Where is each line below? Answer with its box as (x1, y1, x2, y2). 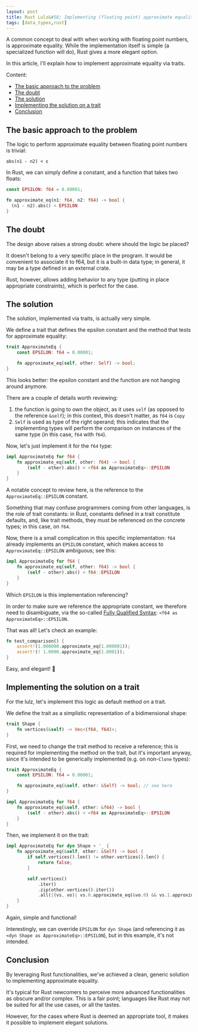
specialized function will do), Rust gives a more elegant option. (6, 48, 159, 56)
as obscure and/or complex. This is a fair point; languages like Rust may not (6, 995, 190, 1002)
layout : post (6, 8, 38, 15)
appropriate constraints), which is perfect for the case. (6, 282, 139, 289)
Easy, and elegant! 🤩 (6, 665, 56, 672)
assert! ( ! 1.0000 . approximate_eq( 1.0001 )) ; (16, 649, 126, 655)
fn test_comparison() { (6, 638, 65, 644)
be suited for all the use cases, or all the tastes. (6, 1001, 121, 1008)
